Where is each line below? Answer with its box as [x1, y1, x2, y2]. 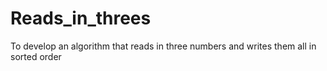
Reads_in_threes [10, 7, 152, 30]
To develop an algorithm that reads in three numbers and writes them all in [10, 40, 317, 52]
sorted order [10, 50, 62, 62]
